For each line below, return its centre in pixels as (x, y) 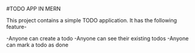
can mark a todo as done (37, 45)
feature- (17, 27)
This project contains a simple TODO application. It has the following (92, 20)
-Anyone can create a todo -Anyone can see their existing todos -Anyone (97, 38)
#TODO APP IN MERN (34, 9)
